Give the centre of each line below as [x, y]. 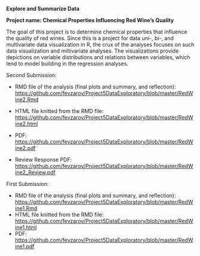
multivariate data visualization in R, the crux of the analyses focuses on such [100, 45]
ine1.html [26, 227]
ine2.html [26, 124]
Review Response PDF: [43, 160]
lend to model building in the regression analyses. [67, 63]
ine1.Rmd [26, 208]
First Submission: [27, 184]
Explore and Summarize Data [43, 9]
